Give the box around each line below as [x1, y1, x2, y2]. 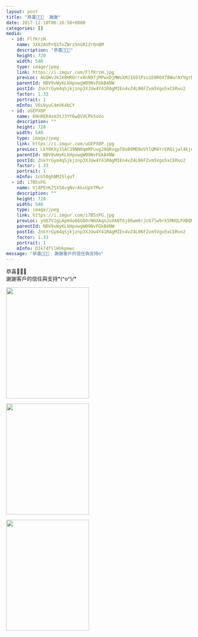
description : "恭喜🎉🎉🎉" [16, 47, 74, 53]
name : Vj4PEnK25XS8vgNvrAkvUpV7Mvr [16, 185, 104, 191]
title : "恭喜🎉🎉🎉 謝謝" [6, 14, 61, 20]
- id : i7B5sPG [11, 179, 46, 185]
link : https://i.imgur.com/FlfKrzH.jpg [16, 69, 115, 75]
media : [6, 31, 22, 37]
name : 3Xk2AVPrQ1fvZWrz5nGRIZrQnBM [16, 42, 104, 48]
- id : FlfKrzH [11, 36, 46, 42]
